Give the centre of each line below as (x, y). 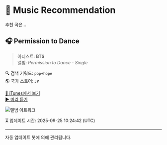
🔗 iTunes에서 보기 (23, 93)
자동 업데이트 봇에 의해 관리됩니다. (38, 137)
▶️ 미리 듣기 (17, 99)
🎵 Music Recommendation (60, 10)
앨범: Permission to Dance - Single (52, 62)
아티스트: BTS (31, 56)
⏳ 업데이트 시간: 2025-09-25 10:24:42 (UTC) (50, 120)
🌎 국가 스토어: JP (22, 81)
